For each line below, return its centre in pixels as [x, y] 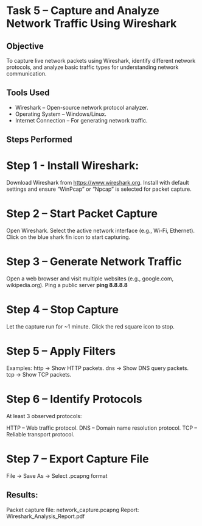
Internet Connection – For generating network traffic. [81, 120]
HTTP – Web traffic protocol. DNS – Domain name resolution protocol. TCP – [102, 428]
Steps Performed [40, 140]
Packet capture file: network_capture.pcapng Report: [73, 510]
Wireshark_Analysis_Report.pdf [46, 516]
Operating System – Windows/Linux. [61, 114]
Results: [22, 495]
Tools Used [28, 93]
